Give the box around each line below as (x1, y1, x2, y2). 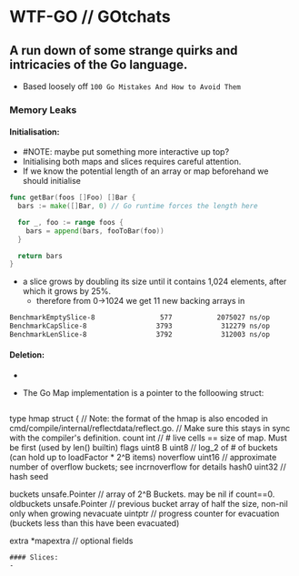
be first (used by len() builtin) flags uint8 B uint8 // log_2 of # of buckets (9, 442, 279, 453)
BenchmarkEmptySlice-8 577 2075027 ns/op (9, 313, 271, 322)
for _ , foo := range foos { (17, 217, 125, 227)
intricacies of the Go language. (9, 56, 188, 72)
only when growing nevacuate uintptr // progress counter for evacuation (9, 508, 280, 520)
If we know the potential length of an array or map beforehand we (22, 166, 269, 177)
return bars (17, 251, 64, 260)
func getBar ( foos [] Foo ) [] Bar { (9, 193, 136, 202)
